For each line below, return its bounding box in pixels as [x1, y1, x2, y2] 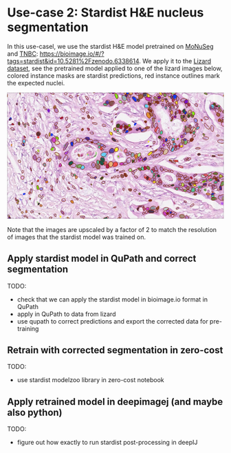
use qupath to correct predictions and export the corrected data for [16, 317, 208, 325]
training [16, 324, 39, 333]
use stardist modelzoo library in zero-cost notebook [16, 376, 164, 384]
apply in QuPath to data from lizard [16, 310, 116, 318]
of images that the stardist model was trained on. [7, 233, 146, 241]
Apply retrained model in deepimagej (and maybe [7, 396, 223, 408]
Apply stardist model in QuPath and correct [7, 253, 197, 264]
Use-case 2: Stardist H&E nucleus [7, 5, 204, 21]
